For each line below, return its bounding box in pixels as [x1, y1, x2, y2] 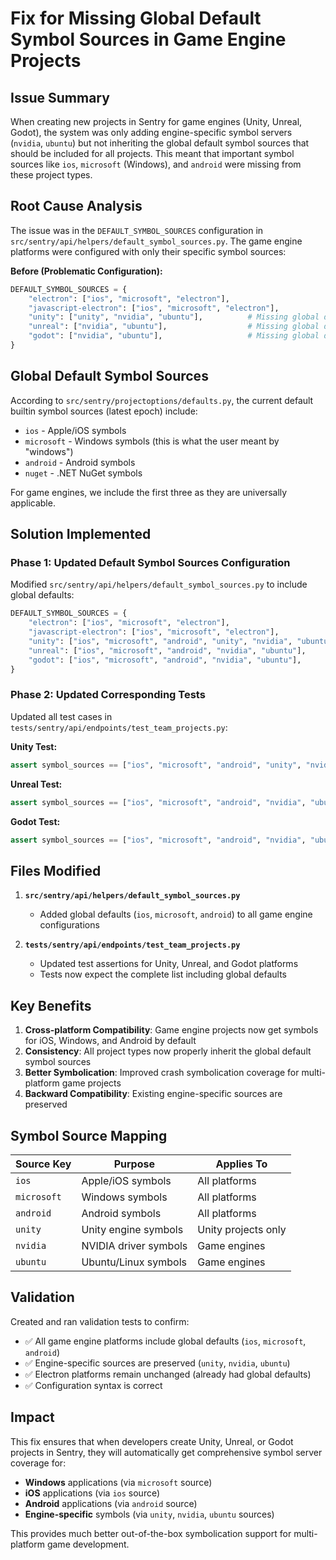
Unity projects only [197, 1222, 287, 1236]
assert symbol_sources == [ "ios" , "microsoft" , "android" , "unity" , [10, 760, 302, 770]
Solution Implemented [10, 526, 152, 543]
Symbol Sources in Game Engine [10, 28, 287, 51]
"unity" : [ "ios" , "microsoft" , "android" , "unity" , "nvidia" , [28, 637, 293, 647]
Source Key [15, 1157, 72, 1171]
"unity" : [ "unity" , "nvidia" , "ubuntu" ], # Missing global [28, 312, 320, 322]
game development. [46, 1538, 130, 1550]
